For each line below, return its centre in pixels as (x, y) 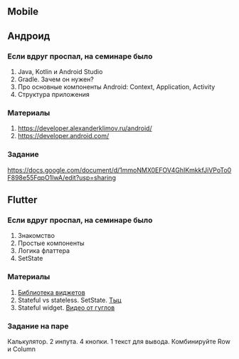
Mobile (23, 12)
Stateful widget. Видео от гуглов (66, 307)
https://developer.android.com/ (63, 136)
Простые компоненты (51, 243)
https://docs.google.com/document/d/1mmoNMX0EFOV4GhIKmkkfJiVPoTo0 (119, 170)
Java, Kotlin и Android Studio (60, 72)
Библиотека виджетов (51, 292)
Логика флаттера (43, 251)
